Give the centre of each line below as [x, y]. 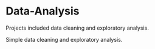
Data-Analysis [43, 11]
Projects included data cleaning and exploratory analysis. [77, 28]
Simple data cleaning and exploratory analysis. [64, 39]
